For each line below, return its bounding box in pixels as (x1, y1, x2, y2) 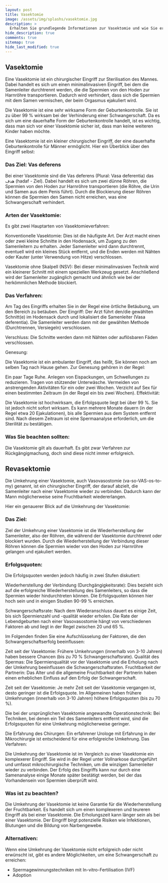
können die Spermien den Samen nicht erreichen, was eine (5, 193, 127, 200)
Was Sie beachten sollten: (5, 433, 70, 440)
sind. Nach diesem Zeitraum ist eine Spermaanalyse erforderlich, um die (5, 415, 154, 421)
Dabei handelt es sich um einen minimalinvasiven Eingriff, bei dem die (5, 81, 149, 87)
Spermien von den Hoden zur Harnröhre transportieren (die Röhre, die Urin (5, 183, 159, 189)
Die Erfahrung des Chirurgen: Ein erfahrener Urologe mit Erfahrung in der (5, 730, 156, 736)
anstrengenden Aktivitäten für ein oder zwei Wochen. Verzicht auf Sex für (5, 384, 157, 390)
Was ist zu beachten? (5, 789, 58, 796)
